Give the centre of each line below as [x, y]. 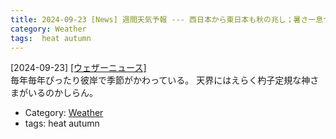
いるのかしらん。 [62, 93]
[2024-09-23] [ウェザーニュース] [78, 68]
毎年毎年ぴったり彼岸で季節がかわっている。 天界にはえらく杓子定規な [156, 80]
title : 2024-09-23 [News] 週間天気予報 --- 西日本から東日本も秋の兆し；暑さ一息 [167, 19]
